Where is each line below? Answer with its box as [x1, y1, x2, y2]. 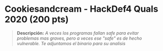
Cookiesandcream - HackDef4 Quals [4, 3, 159, 15]
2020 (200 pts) [4, 14, 69, 25]
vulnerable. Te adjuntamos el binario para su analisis [16, 40, 126, 46]
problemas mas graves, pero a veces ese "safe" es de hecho [16, 35, 142, 41]
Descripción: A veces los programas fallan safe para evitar [16, 30, 139, 36]
